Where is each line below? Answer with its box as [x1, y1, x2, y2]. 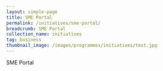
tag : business [6, 37, 42, 43]
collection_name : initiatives [6, 31, 82, 37]
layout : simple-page [6, 8, 58, 15]
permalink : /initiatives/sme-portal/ [6, 20, 101, 26]
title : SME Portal [6, 14, 52, 20]
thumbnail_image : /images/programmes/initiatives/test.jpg [6, 43, 158, 49]
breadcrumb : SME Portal [6, 25, 66, 32]
